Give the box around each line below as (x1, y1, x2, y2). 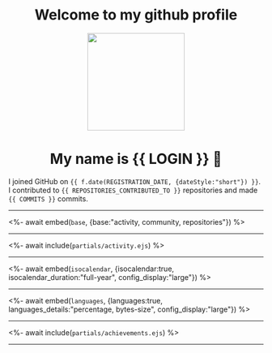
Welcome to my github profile (34, 6, 238, 24)
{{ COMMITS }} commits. (8, 193, 89, 204)
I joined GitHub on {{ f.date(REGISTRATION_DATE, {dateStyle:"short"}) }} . (8, 176, 261, 186)
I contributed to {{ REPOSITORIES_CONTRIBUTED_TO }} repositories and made (8, 185, 258, 195)
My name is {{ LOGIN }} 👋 (49, 150, 223, 168)
